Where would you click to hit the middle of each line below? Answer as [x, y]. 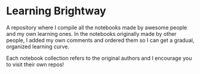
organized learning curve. [38, 47]
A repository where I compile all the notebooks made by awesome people [97, 27]
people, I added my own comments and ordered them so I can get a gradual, [100, 40]
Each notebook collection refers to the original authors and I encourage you [99, 58]
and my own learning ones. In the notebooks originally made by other [92, 33]
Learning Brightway [56, 11]
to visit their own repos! [35, 64]
